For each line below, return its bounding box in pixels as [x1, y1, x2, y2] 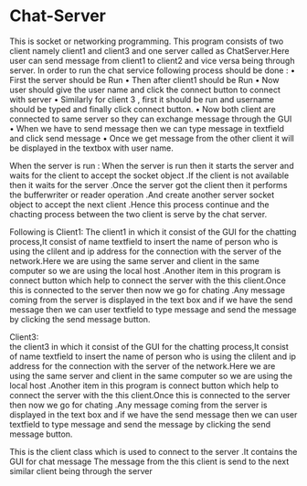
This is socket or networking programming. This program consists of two [9, 36, 284, 47]
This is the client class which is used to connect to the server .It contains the [9, 446, 298, 457]
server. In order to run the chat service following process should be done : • [9, 65, 295, 76]
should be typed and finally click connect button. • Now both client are [9, 103, 276, 114]
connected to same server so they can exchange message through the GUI [9, 113, 292, 124]
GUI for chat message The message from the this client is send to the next [9, 456, 290, 467]
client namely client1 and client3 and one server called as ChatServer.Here [9, 45, 290, 56]
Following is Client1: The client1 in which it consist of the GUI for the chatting [9, 226, 297, 238]
